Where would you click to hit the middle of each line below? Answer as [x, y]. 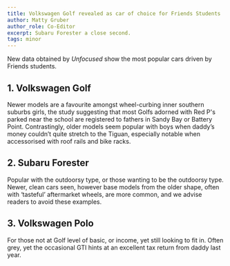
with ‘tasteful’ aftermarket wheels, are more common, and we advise [105, 194]
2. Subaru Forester [48, 163]
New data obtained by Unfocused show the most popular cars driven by [109, 59]
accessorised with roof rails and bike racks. [69, 141]
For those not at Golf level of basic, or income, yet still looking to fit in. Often [115, 240]
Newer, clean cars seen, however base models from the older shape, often [113, 187]
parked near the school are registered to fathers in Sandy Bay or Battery [110, 119]
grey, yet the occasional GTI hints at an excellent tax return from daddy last [114, 247]
